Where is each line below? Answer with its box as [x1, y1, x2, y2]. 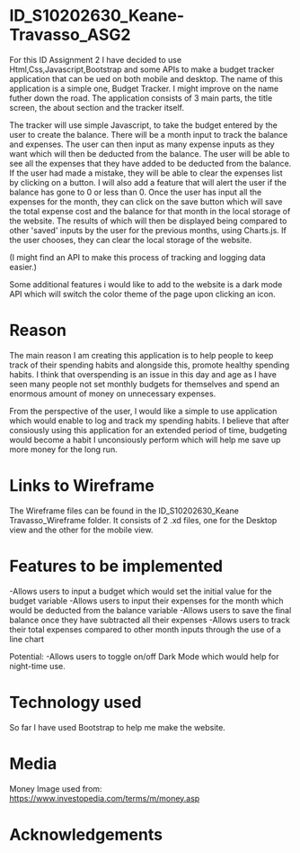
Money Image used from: [9, 783, 102, 794]
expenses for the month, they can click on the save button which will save [9, 195, 283, 207]
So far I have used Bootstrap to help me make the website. [9, 721, 226, 732]
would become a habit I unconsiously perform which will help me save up [9, 434, 281, 445]
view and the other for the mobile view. [9, 524, 154, 535]
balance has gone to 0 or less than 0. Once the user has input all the [9, 186, 262, 197]
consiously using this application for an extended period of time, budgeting [9, 424, 287, 435]
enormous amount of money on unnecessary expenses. [9, 388, 216, 399]
